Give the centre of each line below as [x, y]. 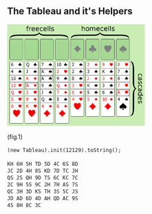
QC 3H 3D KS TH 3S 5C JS [43, 191]
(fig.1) [15, 136]
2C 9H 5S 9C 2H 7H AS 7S [43, 184]
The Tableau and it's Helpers [70, 11]
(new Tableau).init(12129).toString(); [64, 150]
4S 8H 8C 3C [24, 205]
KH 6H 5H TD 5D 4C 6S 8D [43, 164]
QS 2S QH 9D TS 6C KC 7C [43, 178]
